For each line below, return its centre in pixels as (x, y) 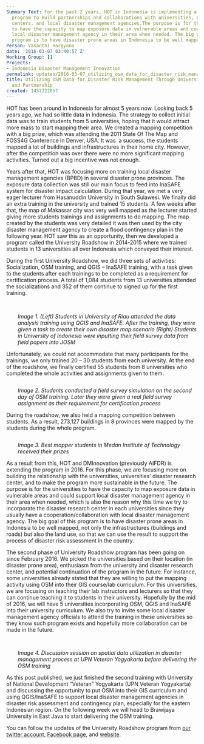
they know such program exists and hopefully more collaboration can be (97, 623)
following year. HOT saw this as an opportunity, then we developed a (92, 236)
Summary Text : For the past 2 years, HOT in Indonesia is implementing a (102, 12)
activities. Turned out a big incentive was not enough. (73, 160)
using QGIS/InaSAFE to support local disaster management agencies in (95, 697)
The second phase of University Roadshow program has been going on (96, 552)
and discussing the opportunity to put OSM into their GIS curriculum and (97, 690)
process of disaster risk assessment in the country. (70, 540)
